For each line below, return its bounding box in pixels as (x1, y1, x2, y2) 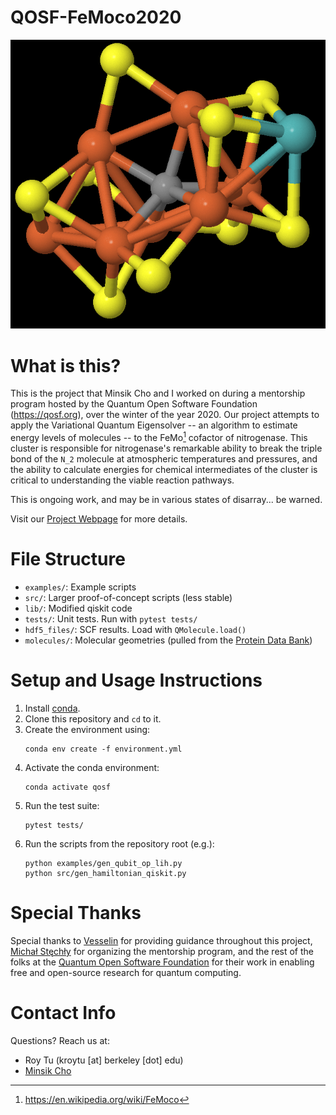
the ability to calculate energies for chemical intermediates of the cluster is (10, 464, 318, 476)
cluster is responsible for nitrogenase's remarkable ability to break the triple (10, 442, 323, 455)
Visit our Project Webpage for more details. (10, 513, 188, 525)
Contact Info (10, 1002, 117, 1025)
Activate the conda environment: (24, 761, 160, 773)
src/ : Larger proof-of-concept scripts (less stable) (24, 591, 233, 603)
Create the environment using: (24, 723, 151, 735)
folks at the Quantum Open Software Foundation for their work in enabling (10, 956, 315, 968)
